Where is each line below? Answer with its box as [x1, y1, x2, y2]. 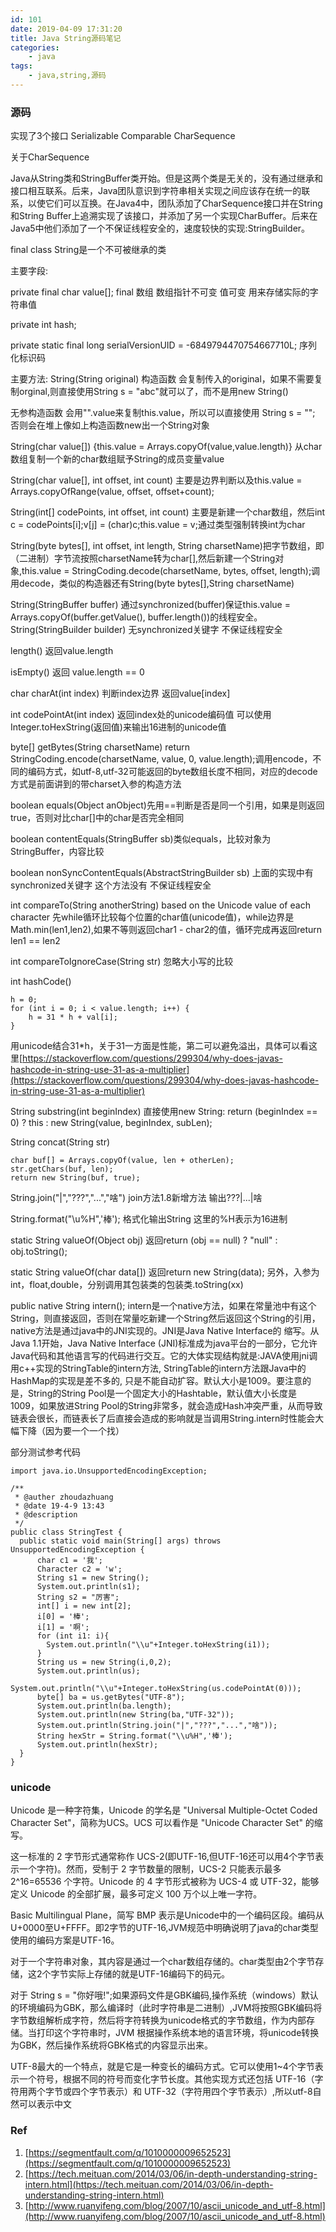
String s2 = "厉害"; [36, 1592, 120, 1603]
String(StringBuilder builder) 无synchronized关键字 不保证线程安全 [10, 624, 283, 636]
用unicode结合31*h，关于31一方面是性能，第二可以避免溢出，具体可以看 [10, 1040, 310, 1052]
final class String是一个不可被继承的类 [10, 244, 167, 256]
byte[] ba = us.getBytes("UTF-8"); [36, 1692, 186, 1703]
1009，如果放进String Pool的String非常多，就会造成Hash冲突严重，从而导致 [10, 1400, 323, 1412]
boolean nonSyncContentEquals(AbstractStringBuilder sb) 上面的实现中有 [10, 867, 314, 879]
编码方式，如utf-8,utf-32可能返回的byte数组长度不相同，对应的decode [27, 766, 318, 778]
